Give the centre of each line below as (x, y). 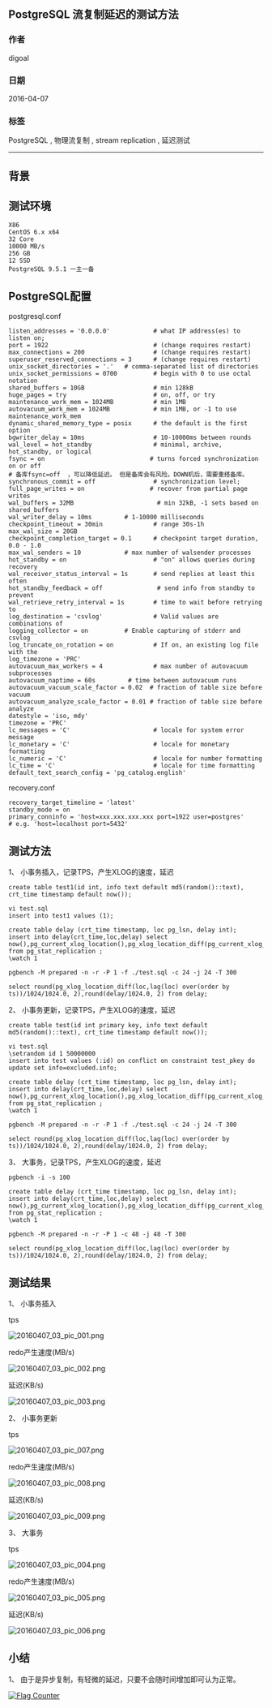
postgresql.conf (35, 316)
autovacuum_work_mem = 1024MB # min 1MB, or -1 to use (123, 409)
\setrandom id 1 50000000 (52, 1054)
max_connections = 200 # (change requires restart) (130, 353)
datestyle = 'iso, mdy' (49, 716)
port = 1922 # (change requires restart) (130, 346)
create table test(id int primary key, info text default (108, 1026)
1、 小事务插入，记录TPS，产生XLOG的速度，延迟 (91, 872)
